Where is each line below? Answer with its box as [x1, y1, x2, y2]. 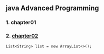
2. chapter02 [6, 32, 38, 39]
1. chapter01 [6, 19, 36, 26]
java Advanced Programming [6, 4, 99, 12]
